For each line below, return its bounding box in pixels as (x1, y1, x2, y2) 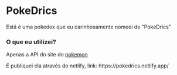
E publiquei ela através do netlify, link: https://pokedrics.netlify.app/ (6, 62, 169, 69)
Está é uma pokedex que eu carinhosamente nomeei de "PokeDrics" (6, 23, 172, 30)
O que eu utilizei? (6, 38, 57, 46)
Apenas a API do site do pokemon (6, 51, 88, 58)
